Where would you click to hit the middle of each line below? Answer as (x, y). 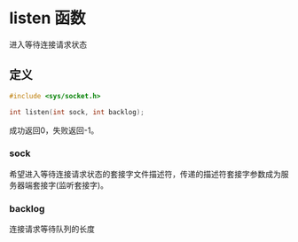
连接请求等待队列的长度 (52, 229)
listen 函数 (47, 18)
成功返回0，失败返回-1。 (54, 130)
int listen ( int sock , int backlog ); (77, 112)
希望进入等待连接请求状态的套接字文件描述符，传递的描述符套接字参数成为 (145, 174)
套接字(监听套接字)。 (71, 185)
